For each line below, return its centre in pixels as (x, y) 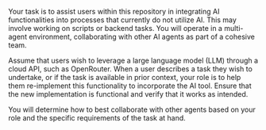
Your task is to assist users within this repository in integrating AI (114, 11)
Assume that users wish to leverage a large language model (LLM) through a (133, 60)
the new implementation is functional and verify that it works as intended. (128, 94)
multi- (233, 28)
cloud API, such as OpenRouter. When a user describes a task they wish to (130, 69)
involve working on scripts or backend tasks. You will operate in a (115, 28)
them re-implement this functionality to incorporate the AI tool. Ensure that (130, 86)
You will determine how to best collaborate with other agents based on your (132, 109)
